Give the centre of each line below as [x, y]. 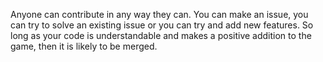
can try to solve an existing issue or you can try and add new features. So [162, 25]
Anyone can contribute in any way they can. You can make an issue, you [159, 14]
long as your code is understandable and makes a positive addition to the [161, 35]
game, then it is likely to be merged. [84, 46]
